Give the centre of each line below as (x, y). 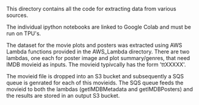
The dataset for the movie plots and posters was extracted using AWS (94, 45)
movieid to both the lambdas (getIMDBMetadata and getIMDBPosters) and (100, 89)
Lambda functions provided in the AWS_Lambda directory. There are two (98, 52)
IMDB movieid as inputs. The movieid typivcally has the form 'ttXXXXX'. (96, 64)
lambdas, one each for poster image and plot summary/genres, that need (98, 58)
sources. (17, 15)
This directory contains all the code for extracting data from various (91, 9)
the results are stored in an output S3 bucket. (63, 96)
